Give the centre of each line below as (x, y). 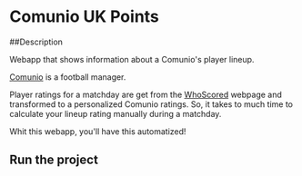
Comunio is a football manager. (68, 77)
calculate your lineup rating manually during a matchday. (116, 113)
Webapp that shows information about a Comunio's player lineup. (132, 59)
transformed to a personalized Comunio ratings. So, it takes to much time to (151, 104)
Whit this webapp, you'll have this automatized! (98, 131)
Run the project (54, 160)
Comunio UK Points (84, 17)
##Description (36, 42)
